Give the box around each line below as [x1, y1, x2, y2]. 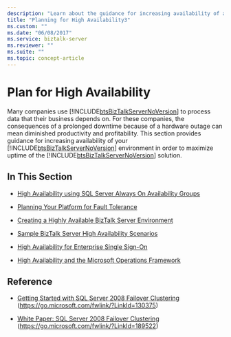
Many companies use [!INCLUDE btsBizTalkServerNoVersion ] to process [7, 107, 211, 116]
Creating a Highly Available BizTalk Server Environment [16, 216, 173, 224]
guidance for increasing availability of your [7, 136, 129, 144]
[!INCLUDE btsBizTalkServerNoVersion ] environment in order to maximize [7, 144, 214, 152]
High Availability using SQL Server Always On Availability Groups [16, 189, 201, 197]
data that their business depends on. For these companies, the [7, 114, 185, 122]
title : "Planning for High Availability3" [7, 17, 131, 23]
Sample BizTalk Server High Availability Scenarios [16, 229, 158, 237]
